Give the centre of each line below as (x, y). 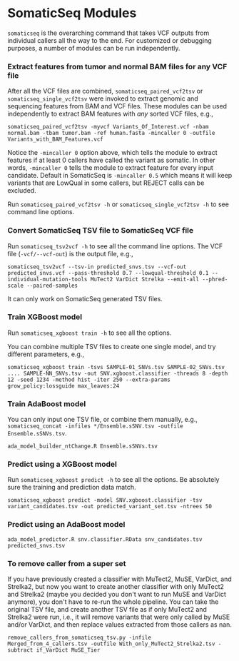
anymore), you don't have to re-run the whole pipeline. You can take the (113, 602)
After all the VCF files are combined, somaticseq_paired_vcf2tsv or (105, 91)
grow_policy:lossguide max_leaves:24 (63, 386)
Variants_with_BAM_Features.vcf (55, 140)
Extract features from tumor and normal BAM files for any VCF (117, 66)
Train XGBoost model (45, 317)
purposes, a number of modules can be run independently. (94, 48)
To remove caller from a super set (67, 563)
